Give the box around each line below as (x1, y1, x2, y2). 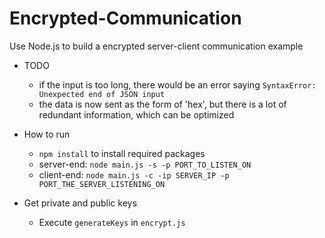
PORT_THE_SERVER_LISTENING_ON (38, 179, 166, 189)
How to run (23, 128, 71, 140)
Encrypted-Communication (9, 7, 242, 30)
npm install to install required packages (38, 147, 206, 159)
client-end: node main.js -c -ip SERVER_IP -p (38, 168, 230, 181)
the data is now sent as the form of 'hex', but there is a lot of (38, 98, 287, 110)
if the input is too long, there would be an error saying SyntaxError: (38, 78, 317, 91)
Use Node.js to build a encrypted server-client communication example (9, 40, 304, 52)
